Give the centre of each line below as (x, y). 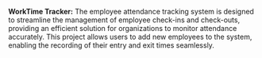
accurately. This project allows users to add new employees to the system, (130, 37)
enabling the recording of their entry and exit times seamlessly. (111, 45)
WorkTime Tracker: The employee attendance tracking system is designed (131, 12)
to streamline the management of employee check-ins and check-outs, (124, 20)
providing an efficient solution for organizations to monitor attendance (123, 28)
